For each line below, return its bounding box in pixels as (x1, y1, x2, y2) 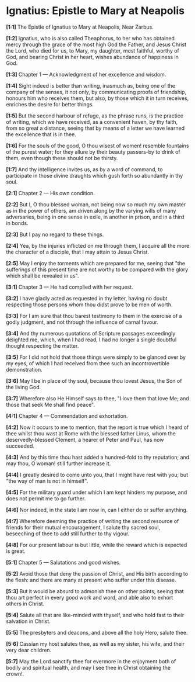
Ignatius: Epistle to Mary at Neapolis (6, 4, 185, 18)
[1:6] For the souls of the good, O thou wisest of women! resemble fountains (6, 142, 189, 149)
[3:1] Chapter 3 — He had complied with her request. (6, 283, 133, 290)
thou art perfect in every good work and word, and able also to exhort (6, 594, 173, 601)
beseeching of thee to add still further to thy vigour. (6, 530, 130, 537)
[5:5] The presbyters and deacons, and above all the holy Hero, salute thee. (6, 629, 188, 636)
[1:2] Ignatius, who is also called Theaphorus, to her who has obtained (6, 34, 175, 41)
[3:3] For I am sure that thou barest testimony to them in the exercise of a (6, 312, 182, 319)
